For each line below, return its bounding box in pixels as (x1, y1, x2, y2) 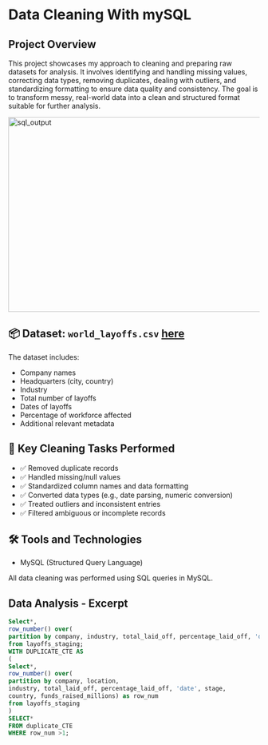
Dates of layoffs (19, 401, 73, 411)
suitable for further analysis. (8, 102, 101, 110)
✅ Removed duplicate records (19, 463, 119, 472)
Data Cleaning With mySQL (8, 6, 191, 24)
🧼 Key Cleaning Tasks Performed (8, 442, 175, 456)
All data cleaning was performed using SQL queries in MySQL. (8, 573, 214, 583)
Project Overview (8, 38, 97, 51)
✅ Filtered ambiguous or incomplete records (19, 508, 166, 517)
